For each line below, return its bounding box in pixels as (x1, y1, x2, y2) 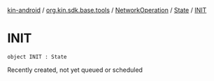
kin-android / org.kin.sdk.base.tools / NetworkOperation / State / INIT (7, 6, 207, 14)
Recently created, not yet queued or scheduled (7, 66, 143, 74)
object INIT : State (7, 53, 68, 60)
